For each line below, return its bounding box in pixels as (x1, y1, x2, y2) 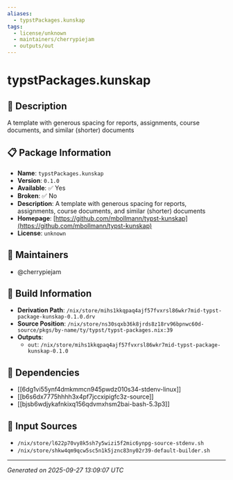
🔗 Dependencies (7, 367, 80, 378)
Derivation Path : (17, 306, 65, 314)
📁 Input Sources (7, 420, 78, 432)
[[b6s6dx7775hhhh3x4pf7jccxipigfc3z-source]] (17, 392, 154, 401)
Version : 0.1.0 (17, 176, 60, 184)
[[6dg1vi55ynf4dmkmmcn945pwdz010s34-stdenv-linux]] (17, 385, 182, 394)
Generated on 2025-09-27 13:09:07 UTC (7, 466, 124, 474)
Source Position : (17, 319, 66, 328)
